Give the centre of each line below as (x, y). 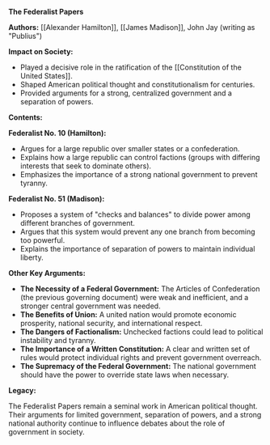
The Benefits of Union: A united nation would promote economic (128, 314)
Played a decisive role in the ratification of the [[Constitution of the (131, 67)
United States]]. (46, 76)
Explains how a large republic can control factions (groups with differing (140, 157)
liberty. (32, 257)
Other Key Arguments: (47, 273)
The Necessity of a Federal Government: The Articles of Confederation (140, 289)
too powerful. (42, 240)
